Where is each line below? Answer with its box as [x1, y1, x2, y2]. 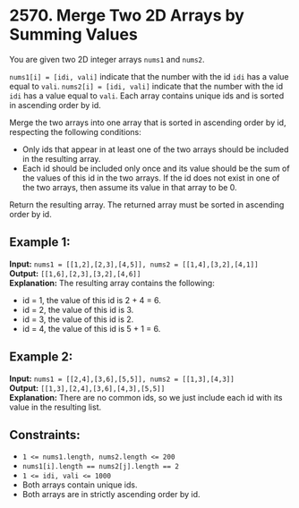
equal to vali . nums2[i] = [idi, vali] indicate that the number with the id [9, 80, 284, 91]
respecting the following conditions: [9, 126, 141, 137]
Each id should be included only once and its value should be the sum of [21, 163, 290, 174]
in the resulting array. [21, 153, 101, 164]
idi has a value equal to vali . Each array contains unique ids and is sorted [9, 90, 285, 101]
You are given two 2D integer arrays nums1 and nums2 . [9, 54, 205, 64]
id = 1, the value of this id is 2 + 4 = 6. [21, 294, 161, 305]
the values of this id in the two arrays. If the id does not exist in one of [21, 172, 280, 183]
